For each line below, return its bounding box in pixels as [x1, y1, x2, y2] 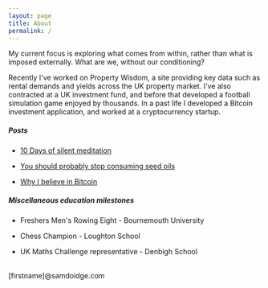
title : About [8, 19, 52, 27]
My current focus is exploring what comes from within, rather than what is [8, 49, 253, 59]
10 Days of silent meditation [19, 146, 112, 155]
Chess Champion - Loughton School [19, 231, 140, 241]
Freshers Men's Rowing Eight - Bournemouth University [19, 216, 205, 225]
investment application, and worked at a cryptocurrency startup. [8, 107, 221, 117]
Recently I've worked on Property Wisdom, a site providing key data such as [8, 73, 261, 83]
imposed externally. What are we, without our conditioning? [8, 57, 205, 67]
